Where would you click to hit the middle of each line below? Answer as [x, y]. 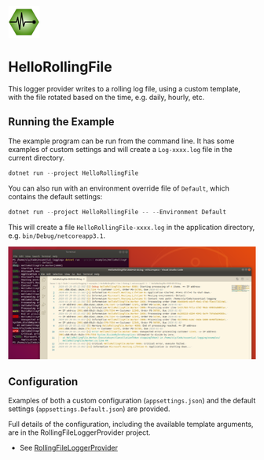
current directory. [37, 158]
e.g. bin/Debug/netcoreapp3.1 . [57, 236]
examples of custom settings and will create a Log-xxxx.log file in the [120, 149]
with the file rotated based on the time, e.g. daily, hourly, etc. [106, 97]
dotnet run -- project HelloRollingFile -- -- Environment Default [117, 212]
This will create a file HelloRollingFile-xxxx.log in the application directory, [132, 227]
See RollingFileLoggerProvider [68, 448]
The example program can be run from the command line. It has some [121, 141]
